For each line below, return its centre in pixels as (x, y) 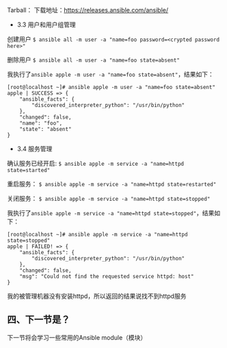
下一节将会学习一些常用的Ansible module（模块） (77, 337)
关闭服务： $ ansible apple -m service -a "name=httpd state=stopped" (109, 198)
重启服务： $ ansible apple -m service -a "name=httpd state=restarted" (112, 184)
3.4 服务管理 (35, 149)
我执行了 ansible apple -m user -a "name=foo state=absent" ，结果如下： (110, 74)
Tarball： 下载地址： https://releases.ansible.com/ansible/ (88, 10)
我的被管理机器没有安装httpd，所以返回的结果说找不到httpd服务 (97, 296)
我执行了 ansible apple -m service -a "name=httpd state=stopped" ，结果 (111, 213)
